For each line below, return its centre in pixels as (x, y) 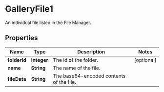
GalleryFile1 (29, 9)
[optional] (145, 60)
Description (91, 51)
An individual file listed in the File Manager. (48, 23)
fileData (17, 79)
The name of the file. (77, 68)
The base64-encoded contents (89, 76)
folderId (17, 60)
